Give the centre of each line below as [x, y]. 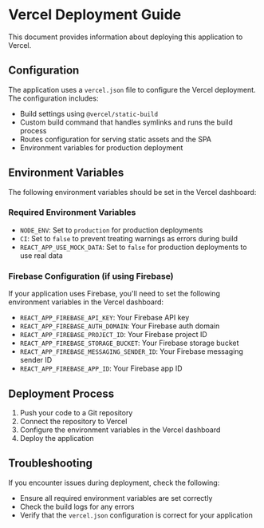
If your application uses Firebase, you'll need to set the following [114, 294]
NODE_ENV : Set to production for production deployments [111, 230]
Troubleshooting [51, 464]
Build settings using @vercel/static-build [89, 113]
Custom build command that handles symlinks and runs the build [126, 122]
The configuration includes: [53, 98]
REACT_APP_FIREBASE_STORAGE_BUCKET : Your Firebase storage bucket [129, 343]
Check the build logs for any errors [77, 506]
